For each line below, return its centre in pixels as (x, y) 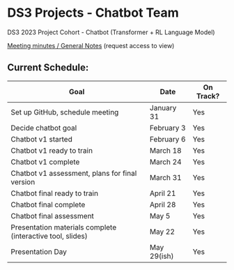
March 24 (166, 162)
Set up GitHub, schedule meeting (65, 112)
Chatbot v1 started (42, 139)
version (23, 181)
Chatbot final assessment (52, 216)
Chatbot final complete (48, 204)
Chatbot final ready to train (55, 193)
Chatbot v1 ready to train (52, 150)
